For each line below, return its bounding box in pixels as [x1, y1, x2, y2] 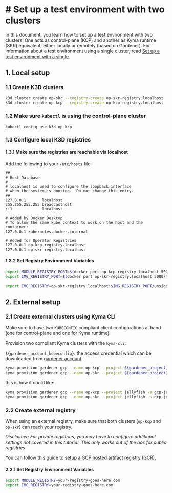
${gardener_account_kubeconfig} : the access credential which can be [5, 350, 152, 356]
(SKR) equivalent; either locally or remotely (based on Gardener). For [5, 42, 150, 48]
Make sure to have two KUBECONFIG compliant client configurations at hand [5, 325, 161, 331]
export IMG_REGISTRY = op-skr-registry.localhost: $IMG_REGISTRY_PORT [5, 283, 153, 289]
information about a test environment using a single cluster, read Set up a [5, 48, 160, 54]
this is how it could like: [5, 379, 55, 385]
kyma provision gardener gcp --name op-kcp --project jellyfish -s [5, 390, 153, 395]
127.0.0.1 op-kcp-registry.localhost [5, 242, 86, 248]
